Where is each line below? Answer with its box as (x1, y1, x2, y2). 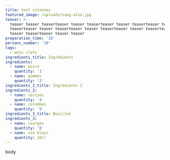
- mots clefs (10, 50, 37, 55)
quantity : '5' (14, 107, 44, 112)
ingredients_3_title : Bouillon (5, 111, 71, 117)
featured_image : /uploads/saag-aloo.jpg (5, 12, 92, 17)
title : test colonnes (5, 7, 51, 13)
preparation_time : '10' (5, 36, 56, 41)
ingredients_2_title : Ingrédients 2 (5, 83, 82, 88)
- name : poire (10, 64, 39, 69)
